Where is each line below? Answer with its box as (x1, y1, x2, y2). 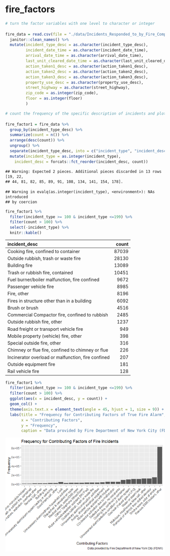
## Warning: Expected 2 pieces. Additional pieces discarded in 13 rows (5, 169, 162, 174)
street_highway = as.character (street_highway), (25, 85, 130, 90)
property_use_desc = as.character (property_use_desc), (25, 80, 144, 85)
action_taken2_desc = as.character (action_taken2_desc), (25, 69, 148, 74)
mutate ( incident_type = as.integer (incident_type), (10, 154, 121, 159)
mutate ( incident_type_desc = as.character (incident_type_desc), (10, 42, 148, 48)
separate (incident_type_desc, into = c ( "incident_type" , (10, 149, 133, 154)
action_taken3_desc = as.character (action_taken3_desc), (25, 75, 148, 80)
